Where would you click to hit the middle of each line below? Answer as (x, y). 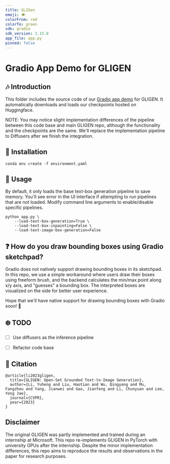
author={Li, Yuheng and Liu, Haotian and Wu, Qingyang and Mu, (78, 384)
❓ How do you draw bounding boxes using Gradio (84, 246)
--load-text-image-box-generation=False (58, 230)
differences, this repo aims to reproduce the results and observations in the (84, 451)
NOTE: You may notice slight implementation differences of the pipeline (80, 119)
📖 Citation (21, 364)
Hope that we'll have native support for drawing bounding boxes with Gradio (85, 301)
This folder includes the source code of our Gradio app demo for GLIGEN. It (84, 99)
